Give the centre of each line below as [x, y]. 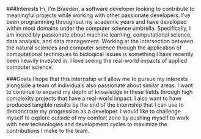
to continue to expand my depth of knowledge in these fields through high [100, 92]
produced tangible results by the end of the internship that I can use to [95, 105]
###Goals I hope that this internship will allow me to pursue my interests [97, 79]
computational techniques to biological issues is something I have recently [100, 54]
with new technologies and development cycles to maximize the [87, 124]
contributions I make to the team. [48, 131]
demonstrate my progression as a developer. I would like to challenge [94, 111]
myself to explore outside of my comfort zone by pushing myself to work [98, 118]
